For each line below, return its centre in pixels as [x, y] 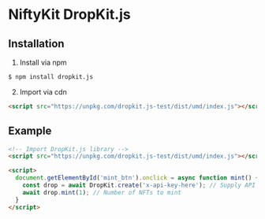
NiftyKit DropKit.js [70, 15]
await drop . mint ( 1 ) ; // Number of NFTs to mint [102, 192]
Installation [36, 44]
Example [30, 131]
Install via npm [43, 62]
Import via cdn [43, 91]
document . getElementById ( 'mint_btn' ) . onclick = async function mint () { [137, 178]
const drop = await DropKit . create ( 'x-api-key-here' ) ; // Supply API [139, 186]
